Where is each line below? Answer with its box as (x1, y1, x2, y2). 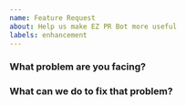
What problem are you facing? (9, 60, 146, 73)
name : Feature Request (9, 13, 96, 23)
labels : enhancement (9, 30, 88, 39)
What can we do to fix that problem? (9, 85, 173, 98)
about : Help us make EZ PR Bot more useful (9, 22, 178, 31)
